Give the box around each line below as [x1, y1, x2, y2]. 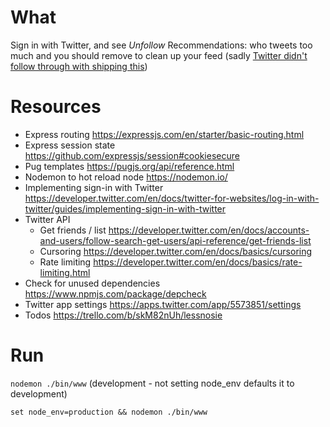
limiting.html [39, 266, 91, 278]
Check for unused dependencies [24, 277, 161, 289]
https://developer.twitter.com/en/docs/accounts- [108, 224, 310, 236]
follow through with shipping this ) [10, 60, 148, 72]
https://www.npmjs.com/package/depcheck [24, 287, 207, 300]
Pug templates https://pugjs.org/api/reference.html [24, 160, 235, 172]
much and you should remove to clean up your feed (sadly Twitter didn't [10, 49, 308, 61]
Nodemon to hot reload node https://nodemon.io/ [24, 171, 228, 183]
